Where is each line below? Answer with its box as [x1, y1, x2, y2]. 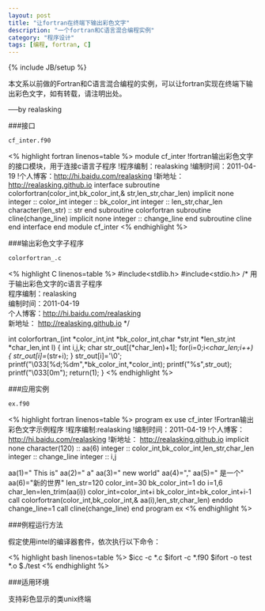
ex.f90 [8, 400, 30, 408]
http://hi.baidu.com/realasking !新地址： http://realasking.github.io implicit [8, 435, 249, 444]
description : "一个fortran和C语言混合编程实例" [8, 26, 155, 34]
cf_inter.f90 [8, 137, 51, 145]
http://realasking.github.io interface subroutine [8, 180, 161, 190]
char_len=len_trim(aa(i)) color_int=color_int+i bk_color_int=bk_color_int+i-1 [8, 487, 252, 496]
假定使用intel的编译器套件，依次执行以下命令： [8, 537, 161, 546]
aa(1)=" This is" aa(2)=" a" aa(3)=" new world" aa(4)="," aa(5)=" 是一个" [8, 468, 244, 478]
